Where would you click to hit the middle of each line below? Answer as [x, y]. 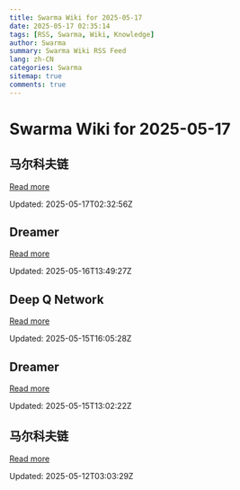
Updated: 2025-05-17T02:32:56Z [71, 204]
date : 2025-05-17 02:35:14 [60, 26]
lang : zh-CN [31, 59]
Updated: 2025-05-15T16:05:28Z [71, 339]
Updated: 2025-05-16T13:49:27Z [71, 272]
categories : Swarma [46, 68]
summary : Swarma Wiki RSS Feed [68, 51]
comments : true [38, 85]
